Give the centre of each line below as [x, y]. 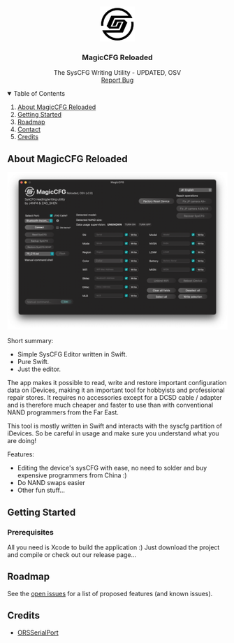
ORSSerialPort [38, 633]
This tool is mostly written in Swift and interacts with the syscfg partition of [115, 426]
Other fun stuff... [41, 490]
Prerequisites [30, 532]
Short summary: [30, 341]
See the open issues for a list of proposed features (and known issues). [110, 593]
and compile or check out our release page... [72, 555]
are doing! [22, 441]
